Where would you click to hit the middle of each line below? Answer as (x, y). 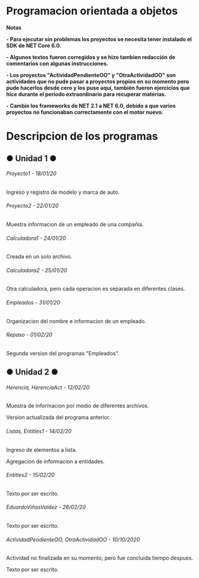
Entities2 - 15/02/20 (30, 475)
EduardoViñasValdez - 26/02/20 (46, 507)
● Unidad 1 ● (32, 158)
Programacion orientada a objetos (92, 11)
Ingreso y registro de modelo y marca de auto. (63, 192)
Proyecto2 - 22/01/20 (32, 206)
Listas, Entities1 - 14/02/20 (39, 431)
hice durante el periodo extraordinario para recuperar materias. (86, 94)
